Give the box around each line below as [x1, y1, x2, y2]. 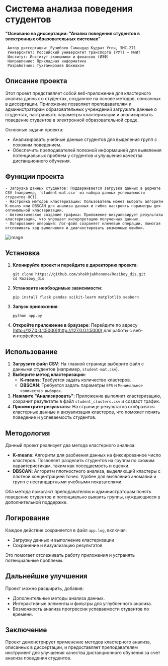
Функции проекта [5, 172, 64, 181]
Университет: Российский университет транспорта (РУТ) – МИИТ [7, 50, 141, 55]
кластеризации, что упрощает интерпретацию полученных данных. [5, 216, 141, 221]
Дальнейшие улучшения [5, 572, 88, 580]
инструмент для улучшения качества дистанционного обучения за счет [5, 650, 160, 656]
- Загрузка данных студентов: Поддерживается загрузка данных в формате [5, 186, 161, 191]
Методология [5, 429, 50, 437]
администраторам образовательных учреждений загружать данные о [5, 106, 157, 112]
